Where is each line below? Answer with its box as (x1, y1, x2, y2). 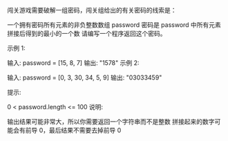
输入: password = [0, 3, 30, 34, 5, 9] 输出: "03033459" (7, 73, 162, 82)
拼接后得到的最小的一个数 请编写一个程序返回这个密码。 (7, 30, 167, 37)
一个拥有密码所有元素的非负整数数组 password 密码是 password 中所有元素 (7, 21, 221, 29)
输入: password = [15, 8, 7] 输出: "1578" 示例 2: (7, 59, 140, 67)
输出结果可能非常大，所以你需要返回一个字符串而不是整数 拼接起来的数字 (7, 117, 215, 126)
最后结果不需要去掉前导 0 (48, 126, 122, 134)
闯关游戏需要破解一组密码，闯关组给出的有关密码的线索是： (7, 6, 177, 14)
